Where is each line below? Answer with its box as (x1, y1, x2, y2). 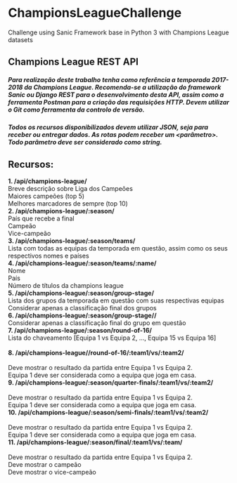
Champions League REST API (8, 56, 139, 68)
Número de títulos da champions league (8, 282, 124, 290)
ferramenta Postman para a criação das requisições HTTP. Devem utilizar (8, 98, 229, 106)
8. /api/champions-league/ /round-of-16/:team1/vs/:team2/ (8, 349, 185, 357)
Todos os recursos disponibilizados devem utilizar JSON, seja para (8, 123, 209, 131)
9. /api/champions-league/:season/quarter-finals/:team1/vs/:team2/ (8, 378, 214, 387)
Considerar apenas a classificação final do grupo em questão (8, 319, 186, 327)
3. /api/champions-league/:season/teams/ (8, 237, 136, 245)
